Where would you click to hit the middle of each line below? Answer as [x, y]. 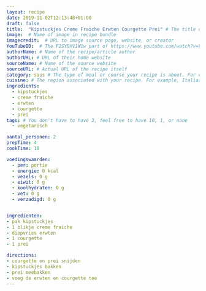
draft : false [23, 23]
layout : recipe [26, 12]
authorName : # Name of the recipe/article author [71, 52]
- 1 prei [17, 244]
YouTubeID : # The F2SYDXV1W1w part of [57, 47]
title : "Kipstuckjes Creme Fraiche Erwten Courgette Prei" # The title [101, 29]
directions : [21, 255]
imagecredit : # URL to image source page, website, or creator [90, 40]
